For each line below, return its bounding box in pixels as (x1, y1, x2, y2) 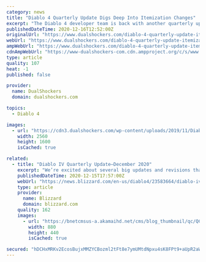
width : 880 (28, 224, 56, 230)
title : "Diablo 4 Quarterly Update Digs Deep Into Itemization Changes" (6, 15, 196, 21)
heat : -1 (6, 65, 29, 72)
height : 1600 (17, 139, 51, 145)
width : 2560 (17, 133, 48, 140)
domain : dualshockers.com (12, 94, 78, 100)
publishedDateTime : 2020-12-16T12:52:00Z (6, 26, 114, 32)
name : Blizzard (22, 195, 62, 202)
